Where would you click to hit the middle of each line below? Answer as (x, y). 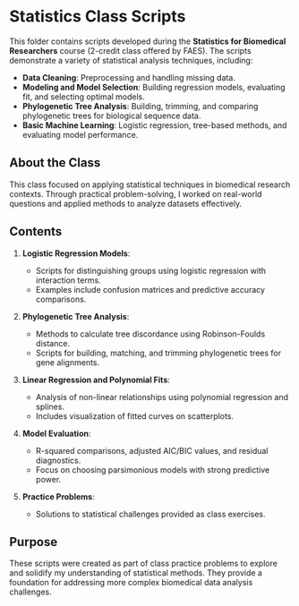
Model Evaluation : (56, 433)
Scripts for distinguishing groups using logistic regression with (151, 270)
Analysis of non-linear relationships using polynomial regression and (162, 397)
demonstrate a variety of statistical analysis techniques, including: (131, 60)
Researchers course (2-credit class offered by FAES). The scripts (131, 50)
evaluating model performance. (80, 134)
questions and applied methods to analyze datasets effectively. (126, 203)
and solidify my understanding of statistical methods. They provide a (136, 573)
